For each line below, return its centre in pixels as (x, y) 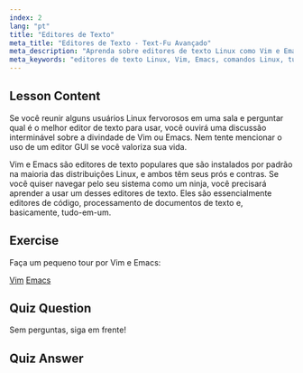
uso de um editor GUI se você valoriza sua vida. (98, 146)
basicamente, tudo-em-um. (60, 212)
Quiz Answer (46, 358)
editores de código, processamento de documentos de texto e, (126, 202)
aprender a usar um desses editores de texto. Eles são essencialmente (141, 193)
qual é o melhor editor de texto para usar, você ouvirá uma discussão (138, 127)
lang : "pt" (30, 26)
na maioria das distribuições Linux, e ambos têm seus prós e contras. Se (144, 173)
